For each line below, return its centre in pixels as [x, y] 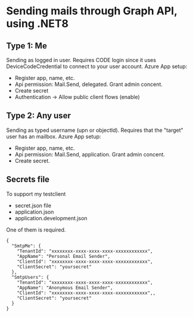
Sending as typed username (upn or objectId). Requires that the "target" [95, 130]
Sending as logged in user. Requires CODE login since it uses [81, 60]
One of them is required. [36, 230]
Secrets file [28, 179]
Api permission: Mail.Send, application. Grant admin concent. [90, 154]
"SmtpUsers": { [30, 277]
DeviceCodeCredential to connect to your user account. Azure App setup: [97, 66]
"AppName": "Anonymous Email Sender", [65, 288]
